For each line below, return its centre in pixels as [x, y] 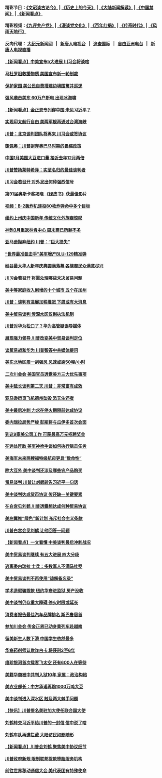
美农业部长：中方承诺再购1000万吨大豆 [44, 687]
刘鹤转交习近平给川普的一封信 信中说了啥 [46, 723]
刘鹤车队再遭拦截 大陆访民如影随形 [39, 735]
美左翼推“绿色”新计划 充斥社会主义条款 [44, 518]
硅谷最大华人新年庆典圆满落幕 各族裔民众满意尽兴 [54, 266]
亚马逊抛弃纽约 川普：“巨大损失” [37, 242]
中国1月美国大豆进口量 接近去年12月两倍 [45, 158]
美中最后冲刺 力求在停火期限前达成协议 [44, 410]
